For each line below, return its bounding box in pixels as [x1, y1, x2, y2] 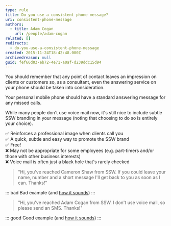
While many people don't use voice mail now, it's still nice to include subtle [5, 110, 162, 116]
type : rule [5, 7, 29, 13]
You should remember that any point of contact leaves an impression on [5, 73, 157, 80]
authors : [5, 21, 24, 27]
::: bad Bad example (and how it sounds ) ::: [5, 190, 95, 196]
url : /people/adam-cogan [14, 31, 67, 36]
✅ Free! [5, 142, 21, 148]
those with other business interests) [5, 154, 81, 160]
